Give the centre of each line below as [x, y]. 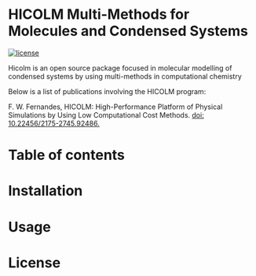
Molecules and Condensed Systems [128, 31]
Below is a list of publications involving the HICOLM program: [107, 91]
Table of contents [67, 155]
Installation [46, 191]
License [35, 262]
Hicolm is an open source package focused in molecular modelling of [120, 67]
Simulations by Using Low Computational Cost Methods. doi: [106, 114]
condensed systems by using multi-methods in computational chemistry [125, 76]
